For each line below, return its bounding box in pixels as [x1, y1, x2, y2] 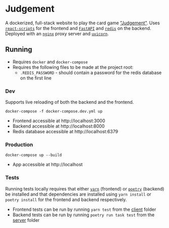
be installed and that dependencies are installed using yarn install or [5, 191, 151, 197]
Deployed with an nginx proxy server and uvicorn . [5, 30, 109, 36]
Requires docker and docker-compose [12, 59, 88, 65]
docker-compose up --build [5, 153, 62, 158]
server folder [12, 217, 40, 223]
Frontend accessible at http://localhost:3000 [12, 118, 105, 124]
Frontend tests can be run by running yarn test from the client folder [12, 206, 156, 212]
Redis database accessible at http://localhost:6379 [12, 129, 119, 135]
